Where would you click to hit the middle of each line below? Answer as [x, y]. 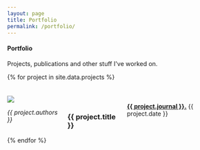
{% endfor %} [27, 140]
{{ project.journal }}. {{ [160, 106]
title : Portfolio [32, 20]
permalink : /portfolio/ [41, 26]
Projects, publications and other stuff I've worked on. [82, 63]
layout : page [26, 13]
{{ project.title [91, 116]
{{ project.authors [32, 112]
